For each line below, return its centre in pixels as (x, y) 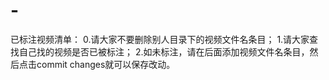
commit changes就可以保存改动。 (106, 64)
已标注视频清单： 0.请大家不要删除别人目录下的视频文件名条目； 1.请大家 (160, 39)
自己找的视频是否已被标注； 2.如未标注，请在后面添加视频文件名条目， (164, 51)
